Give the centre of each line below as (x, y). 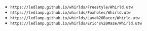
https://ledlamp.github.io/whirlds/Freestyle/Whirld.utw (71, 7)
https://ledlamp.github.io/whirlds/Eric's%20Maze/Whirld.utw (76, 23)
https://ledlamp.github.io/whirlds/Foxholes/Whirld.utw (70, 13)
